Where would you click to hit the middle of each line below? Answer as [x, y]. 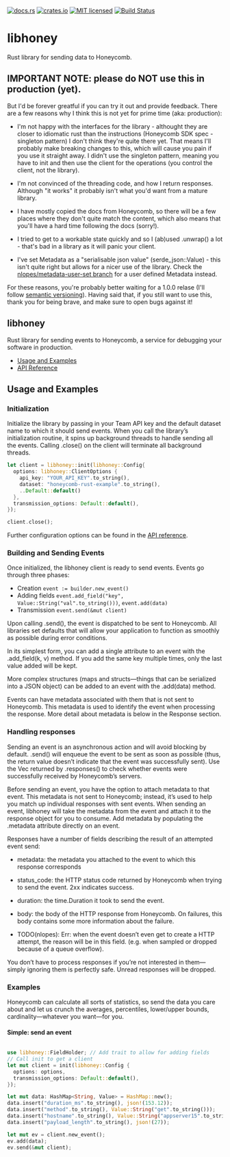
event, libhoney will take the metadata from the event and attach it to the [109, 811]
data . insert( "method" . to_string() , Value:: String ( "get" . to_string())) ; [111, 1110]
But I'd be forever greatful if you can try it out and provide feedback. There [112, 105]
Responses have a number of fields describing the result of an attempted [110, 839]
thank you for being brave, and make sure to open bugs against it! [100, 302]
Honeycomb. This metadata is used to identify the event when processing [111, 707]
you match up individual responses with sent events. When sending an [107, 804]
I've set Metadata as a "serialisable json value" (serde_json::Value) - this [119, 259]
